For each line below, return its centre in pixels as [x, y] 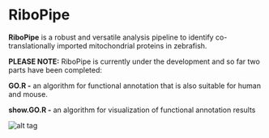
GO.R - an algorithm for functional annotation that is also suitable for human [135, 86]
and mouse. [28, 94]
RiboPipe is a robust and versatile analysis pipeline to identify [111, 37]
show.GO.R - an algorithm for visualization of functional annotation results [132, 110]
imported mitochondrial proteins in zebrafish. [132, 45]
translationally [32, 45]
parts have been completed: [56, 69]
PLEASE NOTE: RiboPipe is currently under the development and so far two [134, 61]
